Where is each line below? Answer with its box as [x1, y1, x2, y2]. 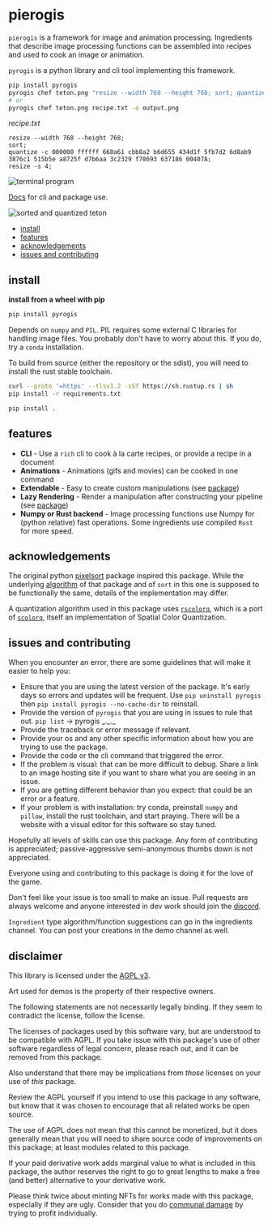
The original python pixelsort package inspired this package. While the [8, 571, 244, 581]
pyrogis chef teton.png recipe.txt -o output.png [8, 104, 180, 112]
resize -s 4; [8, 162, 53, 171]
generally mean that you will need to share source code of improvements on [8, 1134, 263, 1143]
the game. [8, 877, 42, 887]
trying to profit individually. [8, 1208, 98, 1218]
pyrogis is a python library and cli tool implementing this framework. [8, 65, 236, 75]
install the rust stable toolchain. [8, 367, 113, 376]
